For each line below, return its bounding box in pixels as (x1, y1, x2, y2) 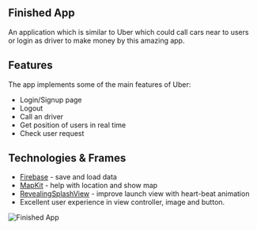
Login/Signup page (19, 95, 82, 104)
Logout (19, 103, 43, 113)
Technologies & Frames (8, 152, 127, 165)
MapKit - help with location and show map (19, 181, 158, 190)
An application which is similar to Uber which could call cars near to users (8, 27, 249, 36)
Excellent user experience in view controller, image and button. (19, 198, 225, 207)
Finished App (8, 6, 75, 20)
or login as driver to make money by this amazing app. (8, 36, 185, 45)
